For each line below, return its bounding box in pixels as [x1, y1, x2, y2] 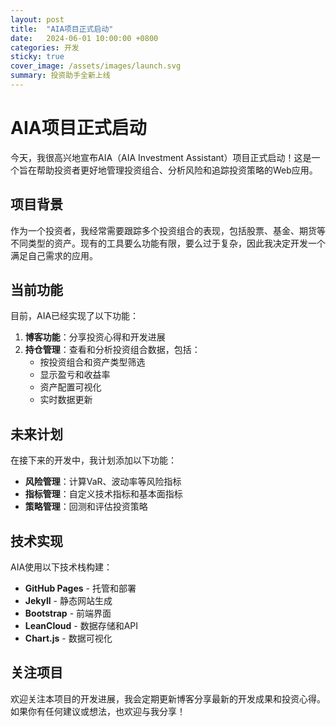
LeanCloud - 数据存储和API [24, 620, 138, 632]
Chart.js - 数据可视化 [24, 632, 113, 645]
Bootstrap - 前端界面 [24, 607, 112, 620]
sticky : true [10, 52, 65, 62]
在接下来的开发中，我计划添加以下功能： [10, 454, 177, 466]
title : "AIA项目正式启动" [10, 24, 114, 34]
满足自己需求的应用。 [10, 249, 98, 261]
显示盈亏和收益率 [39, 369, 111, 381]
